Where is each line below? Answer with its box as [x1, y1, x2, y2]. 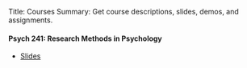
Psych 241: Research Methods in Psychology [8, 34, 163, 43]
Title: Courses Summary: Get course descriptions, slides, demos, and [8, 7, 240, 16]
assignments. [8, 15, 53, 25]
